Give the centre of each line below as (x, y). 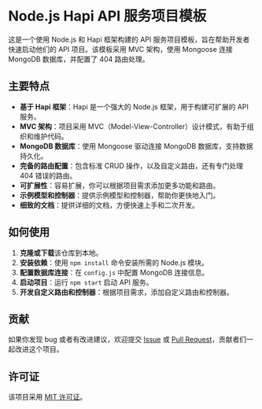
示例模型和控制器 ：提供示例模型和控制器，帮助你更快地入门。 (120, 195)
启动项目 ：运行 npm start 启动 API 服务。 (86, 282)
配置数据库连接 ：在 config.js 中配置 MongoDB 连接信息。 (114, 272)
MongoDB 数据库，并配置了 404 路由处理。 (79, 59)
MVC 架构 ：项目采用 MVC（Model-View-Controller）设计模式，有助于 (133, 126)
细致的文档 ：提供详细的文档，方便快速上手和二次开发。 (109, 204)
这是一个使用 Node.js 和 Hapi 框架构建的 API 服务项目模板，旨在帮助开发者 (129, 39)
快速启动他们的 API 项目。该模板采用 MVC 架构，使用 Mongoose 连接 (121, 49)
